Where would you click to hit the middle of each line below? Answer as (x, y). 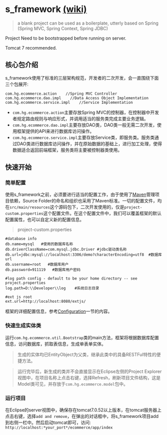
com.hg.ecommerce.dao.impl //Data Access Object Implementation (77, 98)
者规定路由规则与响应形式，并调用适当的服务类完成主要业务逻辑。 (80, 118)
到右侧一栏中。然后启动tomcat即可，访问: (48, 422)
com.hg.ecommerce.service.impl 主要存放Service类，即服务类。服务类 (83, 137)
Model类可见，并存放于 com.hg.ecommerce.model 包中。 (73, 384)
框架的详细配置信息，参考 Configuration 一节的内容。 (59, 311)
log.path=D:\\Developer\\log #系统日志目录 (52, 288)
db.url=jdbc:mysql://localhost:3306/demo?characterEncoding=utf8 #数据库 (83, 255)
